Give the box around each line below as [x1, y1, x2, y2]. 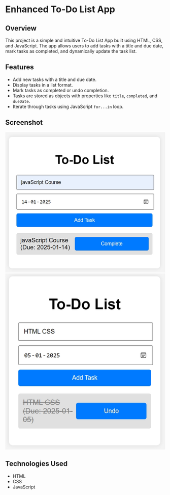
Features [5, 63, 34, 72]
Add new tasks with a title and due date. [12, 76, 97, 82]
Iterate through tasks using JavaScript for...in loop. [12, 103, 124, 109]
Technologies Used [5, 459, 67, 468]
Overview [5, 24, 37, 33]
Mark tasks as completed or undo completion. [12, 87, 109, 93]
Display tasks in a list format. [12, 81, 73, 88]
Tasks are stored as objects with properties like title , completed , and [12, 93, 157, 99]
